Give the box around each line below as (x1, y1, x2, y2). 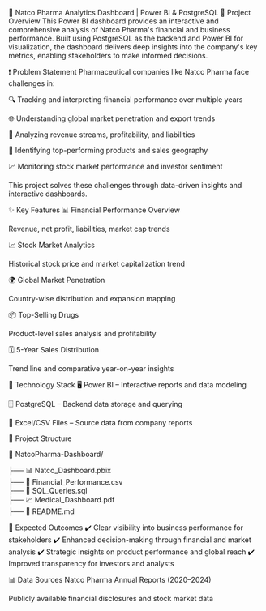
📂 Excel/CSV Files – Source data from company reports (8, 418, 193, 427)
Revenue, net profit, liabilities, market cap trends (8, 224, 170, 233)
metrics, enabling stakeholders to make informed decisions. (8, 51, 208, 60)
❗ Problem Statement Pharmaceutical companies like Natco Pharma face (8, 67, 250, 76)
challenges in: (8, 79, 55, 88)
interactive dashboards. (8, 189, 88, 199)
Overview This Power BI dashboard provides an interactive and (8, 16, 219, 26)
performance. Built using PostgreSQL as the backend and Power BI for (8, 33, 244, 43)
